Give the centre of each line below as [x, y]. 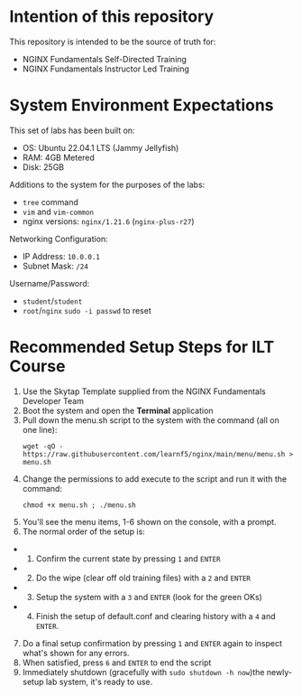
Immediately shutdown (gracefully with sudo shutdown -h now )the [143, 672]
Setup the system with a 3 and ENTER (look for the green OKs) [149, 597]
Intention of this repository [112, 17]
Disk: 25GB [43, 167]
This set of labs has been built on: [72, 130]
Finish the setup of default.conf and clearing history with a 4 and [156, 616]
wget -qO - [43, 446]
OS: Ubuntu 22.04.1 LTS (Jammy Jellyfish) [101, 147]
